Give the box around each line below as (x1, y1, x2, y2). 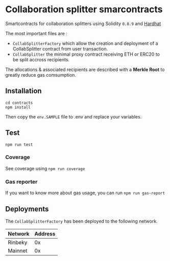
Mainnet (8, 247, 28, 254)
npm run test (5, 142, 33, 147)
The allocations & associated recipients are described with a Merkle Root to (5, 66, 165, 73)
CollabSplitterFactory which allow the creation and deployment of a (12, 40, 158, 46)
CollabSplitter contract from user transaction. (12, 45, 108, 52)
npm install (5, 105, 31, 110)
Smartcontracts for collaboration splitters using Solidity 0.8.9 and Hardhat (5, 20, 161, 27)
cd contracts (5, 100, 33, 105)
